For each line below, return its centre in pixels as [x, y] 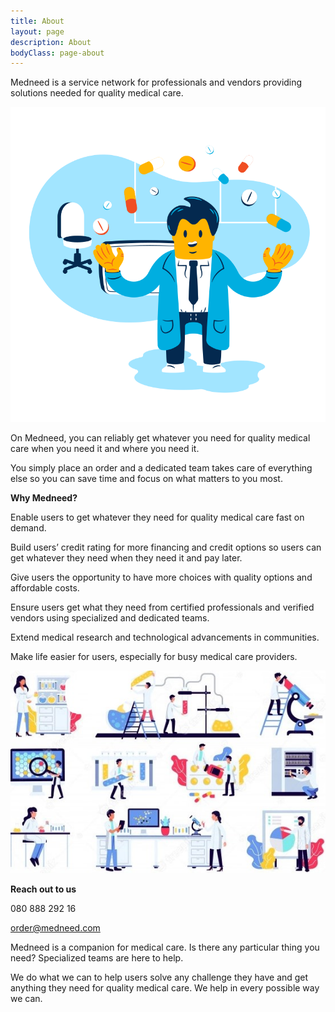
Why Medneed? [44, 498]
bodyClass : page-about [57, 53]
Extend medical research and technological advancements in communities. [165, 637]
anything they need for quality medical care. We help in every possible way [165, 987]
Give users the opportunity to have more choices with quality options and [161, 577]
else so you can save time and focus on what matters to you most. [146, 479]
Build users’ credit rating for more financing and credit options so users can [166, 547]
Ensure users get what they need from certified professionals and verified [162, 607]
